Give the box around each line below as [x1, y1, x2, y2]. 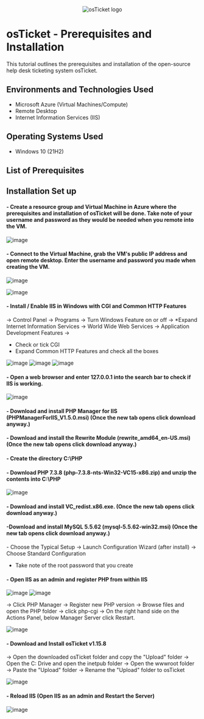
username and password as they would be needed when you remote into [6, 216, 194, 223]
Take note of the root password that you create [15, 561, 133, 569]
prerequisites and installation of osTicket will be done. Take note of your [6, 210, 193, 217]
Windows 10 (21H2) [15, 147, 64, 155]
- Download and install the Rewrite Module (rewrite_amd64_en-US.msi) [6, 434, 191, 442]
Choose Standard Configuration [6, 550, 86, 557]
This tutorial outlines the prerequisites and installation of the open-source [6, 60, 191, 67]
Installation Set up [6, 186, 77, 197]
